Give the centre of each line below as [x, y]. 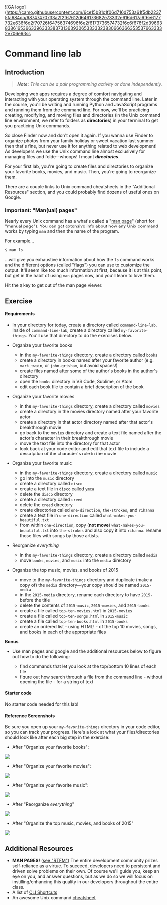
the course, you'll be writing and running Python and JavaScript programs [81, 105]
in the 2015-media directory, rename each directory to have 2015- [86, 594]
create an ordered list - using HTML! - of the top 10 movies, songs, [88, 626]
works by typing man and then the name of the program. [62, 231]
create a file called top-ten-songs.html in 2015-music [74, 616]
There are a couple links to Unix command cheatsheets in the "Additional [80, 186]
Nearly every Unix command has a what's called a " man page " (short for [80, 221]
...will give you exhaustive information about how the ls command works [80, 260]
